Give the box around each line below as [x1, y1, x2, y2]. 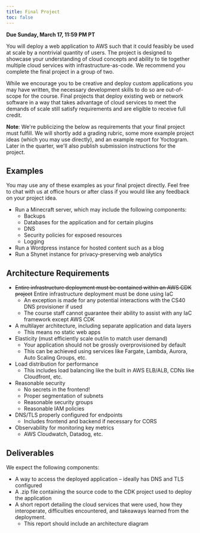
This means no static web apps [23, 329, 101, 336]
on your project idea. [6, 194, 58, 201]
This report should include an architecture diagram [23, 520, 149, 527]
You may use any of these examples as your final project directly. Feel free [6, 182, 190, 189]
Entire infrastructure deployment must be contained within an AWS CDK [14, 284, 192, 291]
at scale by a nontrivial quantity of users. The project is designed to [6, 49, 172, 56]
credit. [6, 112, 22, 119]
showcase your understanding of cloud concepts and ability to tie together [6, 55, 190, 62]
